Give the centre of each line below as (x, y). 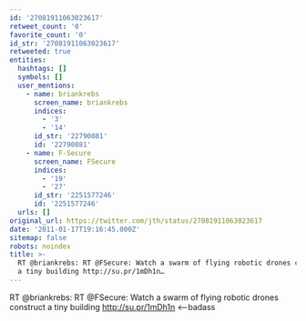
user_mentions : (46, 85)
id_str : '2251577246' (75, 196)
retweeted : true (40, 52)
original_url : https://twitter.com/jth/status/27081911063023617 (136, 221)
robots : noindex (40, 246)
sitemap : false (38, 237)
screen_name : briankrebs (81, 102)
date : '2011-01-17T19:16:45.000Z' (75, 229)
